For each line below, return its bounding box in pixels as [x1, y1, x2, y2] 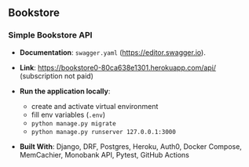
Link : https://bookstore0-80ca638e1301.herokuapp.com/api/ [19, 63, 217, 72]
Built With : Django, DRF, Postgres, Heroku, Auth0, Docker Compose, [19, 141, 242, 151]
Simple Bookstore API [8, 30, 93, 41]
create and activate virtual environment [31, 101, 159, 111]
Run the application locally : [19, 86, 111, 96]
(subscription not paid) [19, 71, 94, 81]
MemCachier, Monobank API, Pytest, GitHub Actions [19, 150, 190, 159]
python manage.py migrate [31, 119, 116, 128]
